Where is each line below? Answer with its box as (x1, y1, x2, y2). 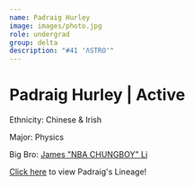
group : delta (9, 38, 58, 47)
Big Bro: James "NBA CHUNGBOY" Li (9, 149, 148, 160)
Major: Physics (9, 131, 65, 143)
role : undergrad (9, 30, 70, 38)
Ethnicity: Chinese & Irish (9, 114, 102, 125)
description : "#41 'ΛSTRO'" (9, 46, 115, 55)
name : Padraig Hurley (9, 13, 91, 22)
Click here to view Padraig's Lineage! (9, 166, 147, 177)
